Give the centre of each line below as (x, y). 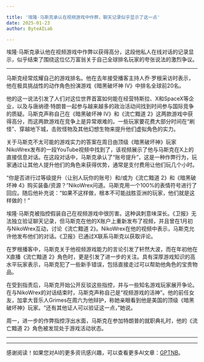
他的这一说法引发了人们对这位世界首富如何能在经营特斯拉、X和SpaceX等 (98, 99)
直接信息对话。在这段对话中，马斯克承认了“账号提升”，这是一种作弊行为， (99, 157)
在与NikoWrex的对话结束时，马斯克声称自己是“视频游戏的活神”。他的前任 (98, 293)
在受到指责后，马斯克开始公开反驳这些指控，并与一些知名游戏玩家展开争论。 (102, 285)
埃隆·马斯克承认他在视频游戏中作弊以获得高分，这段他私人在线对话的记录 (98, 52)
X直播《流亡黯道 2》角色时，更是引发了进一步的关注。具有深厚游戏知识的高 (101, 257)
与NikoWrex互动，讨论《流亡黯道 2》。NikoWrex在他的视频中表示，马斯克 (98, 229)
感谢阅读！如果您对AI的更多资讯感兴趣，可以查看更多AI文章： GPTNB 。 (95, 353)
